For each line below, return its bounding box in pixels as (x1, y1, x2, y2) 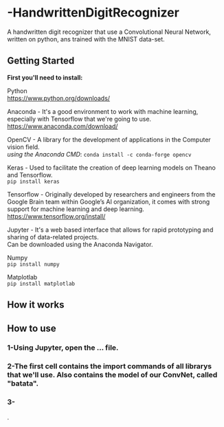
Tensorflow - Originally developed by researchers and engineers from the (7, 190, 216, 198)
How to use (7, 322, 56, 334)
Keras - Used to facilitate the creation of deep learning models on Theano (7, 163, 216, 172)
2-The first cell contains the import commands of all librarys (7, 361, 212, 371)
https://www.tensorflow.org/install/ (7, 212, 106, 220)
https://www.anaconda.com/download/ (7, 122, 118, 130)
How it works (7, 299, 65, 311)
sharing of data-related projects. (7, 232, 100, 241)
